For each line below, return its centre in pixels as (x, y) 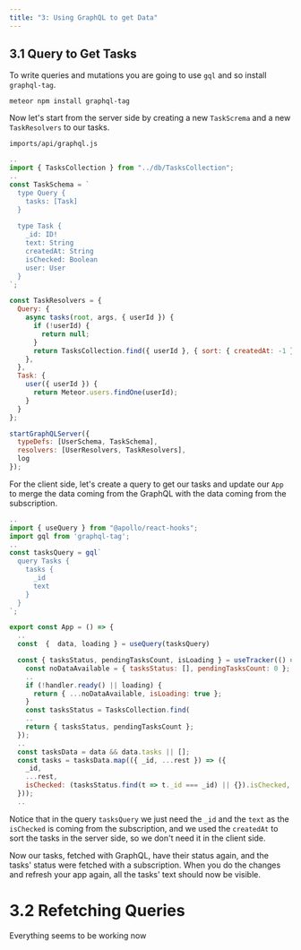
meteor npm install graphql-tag (69, 101)
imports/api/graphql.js (54, 144)
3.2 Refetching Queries (97, 911)
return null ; (66, 334)
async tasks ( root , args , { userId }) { (100, 318)
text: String (50, 243)
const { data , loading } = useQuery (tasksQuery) (114, 644)
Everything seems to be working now (78, 935)
